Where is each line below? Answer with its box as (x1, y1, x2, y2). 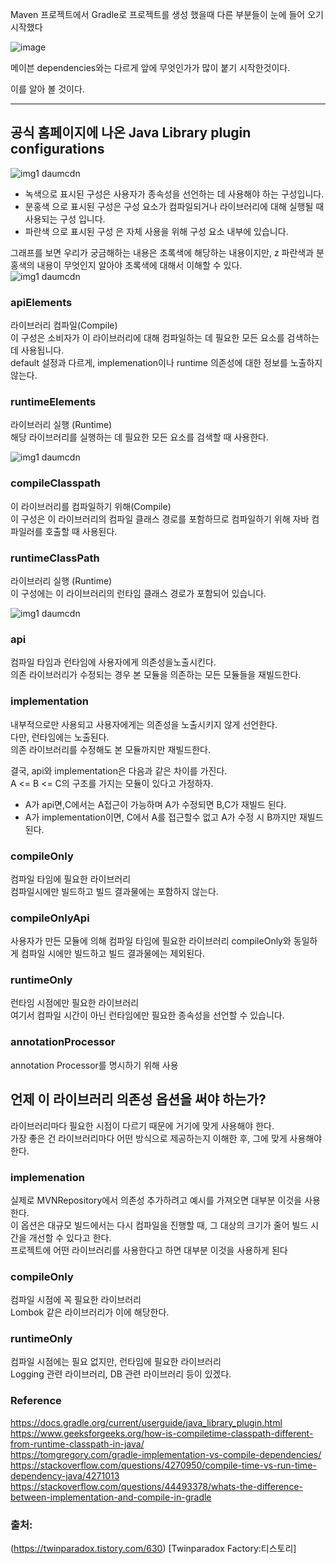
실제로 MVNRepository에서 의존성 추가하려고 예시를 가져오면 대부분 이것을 (10, 1194, 303, 1206)
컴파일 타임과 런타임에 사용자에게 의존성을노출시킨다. (10, 656, 217, 668)
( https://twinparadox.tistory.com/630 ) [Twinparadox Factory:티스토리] (10, 1543, 297, 1555)
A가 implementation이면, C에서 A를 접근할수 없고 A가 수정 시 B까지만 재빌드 (24, 811, 324, 823)
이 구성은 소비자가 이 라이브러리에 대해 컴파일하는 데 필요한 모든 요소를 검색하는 (10, 332, 320, 344)
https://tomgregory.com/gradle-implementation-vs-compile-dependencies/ (10, 1448, 322, 1460)
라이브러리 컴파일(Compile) (10, 319, 118, 332)
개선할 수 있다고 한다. (28, 1231, 112, 1243)
